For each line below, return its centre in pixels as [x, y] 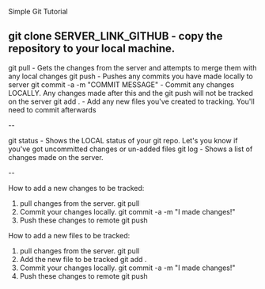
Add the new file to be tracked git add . [83, 259]
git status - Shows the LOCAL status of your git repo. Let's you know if [123, 140]
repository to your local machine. [92, 49]
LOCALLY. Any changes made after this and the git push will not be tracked [131, 93]
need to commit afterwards [52, 109]
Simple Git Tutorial [38, 11]
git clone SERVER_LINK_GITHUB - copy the [115, 36]
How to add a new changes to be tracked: [76, 188]
